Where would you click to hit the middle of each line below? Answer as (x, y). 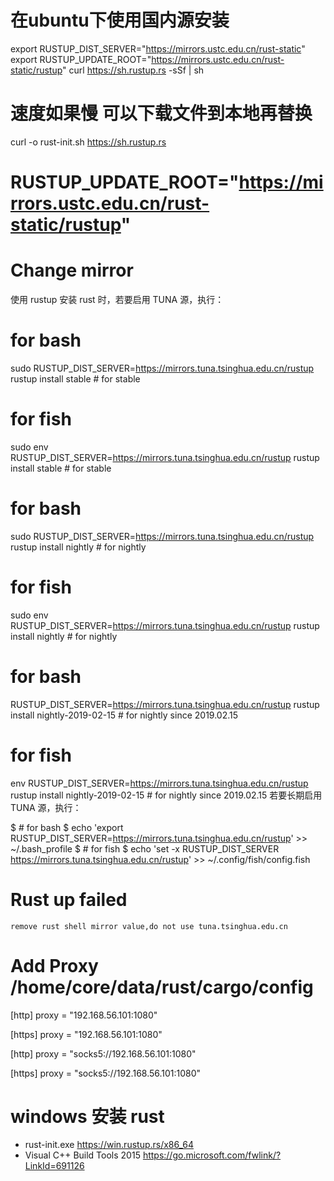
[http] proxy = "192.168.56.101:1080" (84, 1015)
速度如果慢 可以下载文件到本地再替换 (161, 113)
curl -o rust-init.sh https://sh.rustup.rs (88, 142)
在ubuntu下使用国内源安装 (120, 20)
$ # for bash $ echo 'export (67, 827)
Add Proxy (54, 965)
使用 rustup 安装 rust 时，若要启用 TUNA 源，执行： (117, 299)
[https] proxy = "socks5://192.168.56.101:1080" (106, 1073)
